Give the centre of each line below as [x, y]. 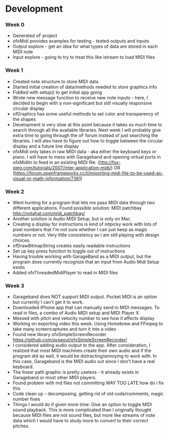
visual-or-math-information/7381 [47, 178]
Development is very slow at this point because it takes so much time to [87, 124]
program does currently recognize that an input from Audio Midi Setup [86, 262]
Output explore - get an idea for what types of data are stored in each [85, 47]
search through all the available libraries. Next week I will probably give [87, 130]
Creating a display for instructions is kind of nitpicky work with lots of [85, 224]
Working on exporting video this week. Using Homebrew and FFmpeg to [88, 324]
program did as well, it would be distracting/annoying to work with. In [85, 356]
